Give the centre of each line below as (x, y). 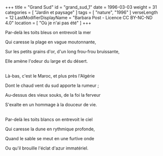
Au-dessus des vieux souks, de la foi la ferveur (53, 95)
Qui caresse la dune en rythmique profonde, (50, 129)
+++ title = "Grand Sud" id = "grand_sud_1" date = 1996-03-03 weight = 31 (81, 7)
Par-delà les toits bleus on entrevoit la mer (48, 32)
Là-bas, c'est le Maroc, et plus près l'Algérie (50, 76)
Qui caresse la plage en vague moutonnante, (51, 42)
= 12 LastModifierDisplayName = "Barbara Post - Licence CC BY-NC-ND (79, 18)
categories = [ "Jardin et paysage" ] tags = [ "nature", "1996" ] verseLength (81, 12)
